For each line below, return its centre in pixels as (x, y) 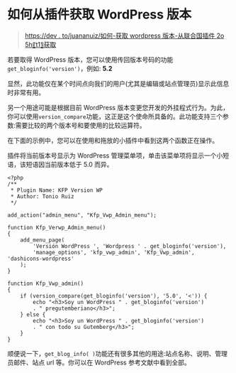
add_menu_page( (43, 240)
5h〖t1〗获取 (40, 44)
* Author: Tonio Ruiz (42, 196)
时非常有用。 (26, 92)
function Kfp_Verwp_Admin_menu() (57, 227)
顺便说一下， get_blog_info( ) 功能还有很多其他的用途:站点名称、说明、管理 (118, 353)
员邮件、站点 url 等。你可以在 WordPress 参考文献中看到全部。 (99, 362)
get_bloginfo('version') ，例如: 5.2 (60, 68)
